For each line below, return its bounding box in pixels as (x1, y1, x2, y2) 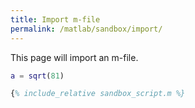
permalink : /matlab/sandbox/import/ (10, 24, 163, 34)
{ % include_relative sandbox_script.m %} (10, 89, 186, 99)
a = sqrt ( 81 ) (10, 71, 65, 81)
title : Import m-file (10, 14, 101, 25)
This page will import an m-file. (10, 51, 139, 63)
